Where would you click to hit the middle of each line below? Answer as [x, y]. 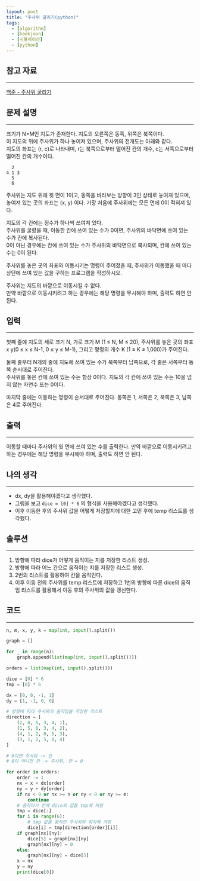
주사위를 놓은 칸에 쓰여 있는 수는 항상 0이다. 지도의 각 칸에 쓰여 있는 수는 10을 [96, 377]
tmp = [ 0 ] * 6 [24, 684]
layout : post [22, 12]
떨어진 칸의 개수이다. [30, 156]
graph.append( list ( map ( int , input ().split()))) [77, 657]
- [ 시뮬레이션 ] [27, 39]
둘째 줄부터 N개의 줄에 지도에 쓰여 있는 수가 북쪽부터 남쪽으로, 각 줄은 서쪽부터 [97, 362]
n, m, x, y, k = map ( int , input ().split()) [61, 630]
